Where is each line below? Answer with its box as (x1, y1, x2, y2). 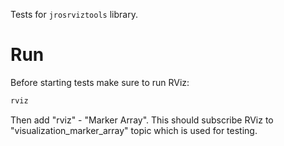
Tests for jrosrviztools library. (10, 9, 138, 20)
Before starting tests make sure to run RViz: (10, 76, 190, 88)
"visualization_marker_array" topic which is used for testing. (10, 124, 258, 136)
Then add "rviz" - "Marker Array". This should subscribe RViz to (10, 114, 274, 126)
